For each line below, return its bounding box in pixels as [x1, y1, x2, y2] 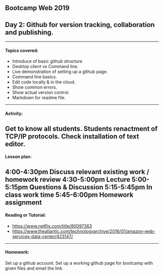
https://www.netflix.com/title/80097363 [12, 223, 92, 229]
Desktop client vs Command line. [12, 64, 79, 69]
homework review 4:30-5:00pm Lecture [5, 176, 130, 184]
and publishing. [5, 28, 54, 36]
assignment [5, 198, 42, 207]
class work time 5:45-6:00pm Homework [5, 191, 134, 199]
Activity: [5, 111, 23, 116]
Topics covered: [5, 47, 39, 53]
